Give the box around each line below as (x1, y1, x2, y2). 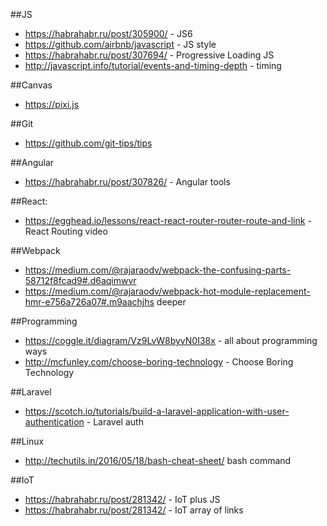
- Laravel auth (86, 416, 144, 428)
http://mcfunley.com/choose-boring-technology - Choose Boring (24, 356, 294, 368)
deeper (156, 296, 187, 308)
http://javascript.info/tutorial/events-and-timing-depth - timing (24, 60, 282, 71)
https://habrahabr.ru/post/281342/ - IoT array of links (24, 504, 244, 516)
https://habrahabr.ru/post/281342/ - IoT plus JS (24, 494, 221, 505)
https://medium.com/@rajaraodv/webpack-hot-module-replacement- (24, 285, 311, 297)
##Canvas (10, 79, 53, 91)
